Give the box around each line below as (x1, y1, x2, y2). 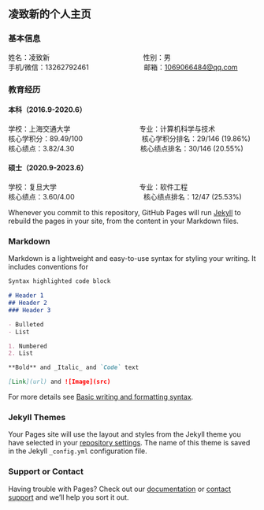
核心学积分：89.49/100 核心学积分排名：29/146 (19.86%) (8, 133, 251, 143)
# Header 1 (8, 292, 44, 300)
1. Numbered (8, 342, 47, 350)
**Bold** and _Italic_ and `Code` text (8, 363, 139, 372)
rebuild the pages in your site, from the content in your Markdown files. (8, 216, 239, 226)
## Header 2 (8, 299, 47, 307)
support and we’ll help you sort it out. (8, 492, 129, 502)
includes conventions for (8, 262, 89, 272)
